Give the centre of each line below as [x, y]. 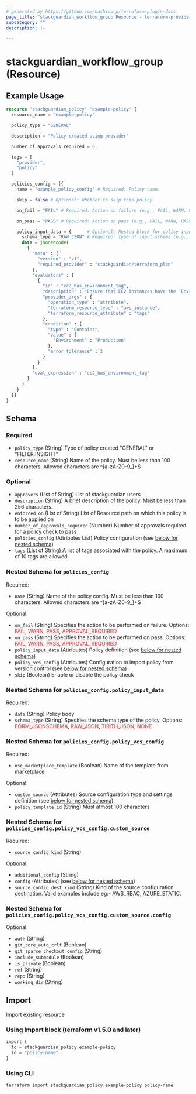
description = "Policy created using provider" [70, 136]
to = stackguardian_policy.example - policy [64, 1047]
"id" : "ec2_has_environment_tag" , [86, 286]
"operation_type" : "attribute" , [88, 302]
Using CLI [20, 1073]
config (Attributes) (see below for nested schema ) [75, 881]
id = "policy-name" [35, 1052]
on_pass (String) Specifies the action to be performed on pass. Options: [100, 637]
